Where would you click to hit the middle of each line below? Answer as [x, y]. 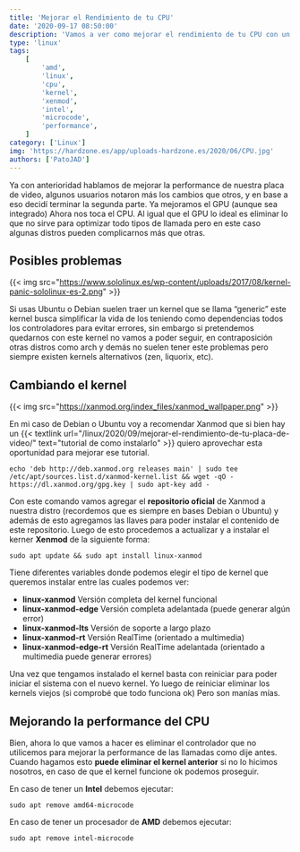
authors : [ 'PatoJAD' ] [50, 159]
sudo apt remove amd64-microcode [72, 805]
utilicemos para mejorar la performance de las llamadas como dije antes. [143, 752]
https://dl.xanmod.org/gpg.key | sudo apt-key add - [110, 485]
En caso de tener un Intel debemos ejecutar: [91, 788]
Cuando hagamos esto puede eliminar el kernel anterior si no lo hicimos [143, 761]
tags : [19, 51]
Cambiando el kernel [68, 385]
